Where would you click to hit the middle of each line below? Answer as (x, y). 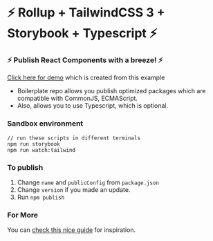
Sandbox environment (45, 124)
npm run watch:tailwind (41, 150)
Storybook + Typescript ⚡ (82, 33)
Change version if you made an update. (74, 190)
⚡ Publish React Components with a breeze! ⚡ (85, 60)
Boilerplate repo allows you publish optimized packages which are (111, 91)
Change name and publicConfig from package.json (88, 182)
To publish (25, 167)
